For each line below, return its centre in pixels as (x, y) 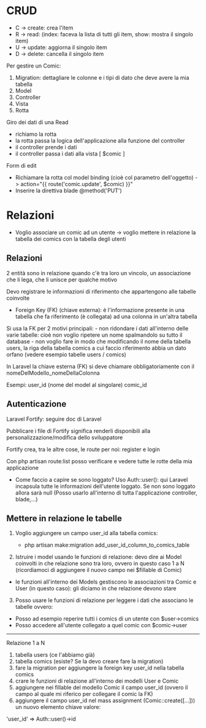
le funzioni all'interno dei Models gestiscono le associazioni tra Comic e (106, 582)
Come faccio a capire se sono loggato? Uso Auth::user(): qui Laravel (101, 479)
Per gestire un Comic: (34, 66)
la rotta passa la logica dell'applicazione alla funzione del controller (100, 140)
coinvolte (18, 298)
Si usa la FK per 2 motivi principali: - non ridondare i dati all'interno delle (97, 328)
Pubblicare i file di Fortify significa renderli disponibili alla (78, 431)
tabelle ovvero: (34, 607)
